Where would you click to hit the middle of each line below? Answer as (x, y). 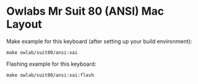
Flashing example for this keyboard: (51, 64)
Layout (24, 24)
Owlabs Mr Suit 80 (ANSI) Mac (85, 11)
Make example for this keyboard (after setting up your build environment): (99, 41)
